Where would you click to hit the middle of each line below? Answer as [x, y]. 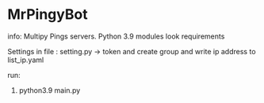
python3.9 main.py [50, 90]
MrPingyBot [48, 15]
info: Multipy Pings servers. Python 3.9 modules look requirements [116, 36]
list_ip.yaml [26, 60]
